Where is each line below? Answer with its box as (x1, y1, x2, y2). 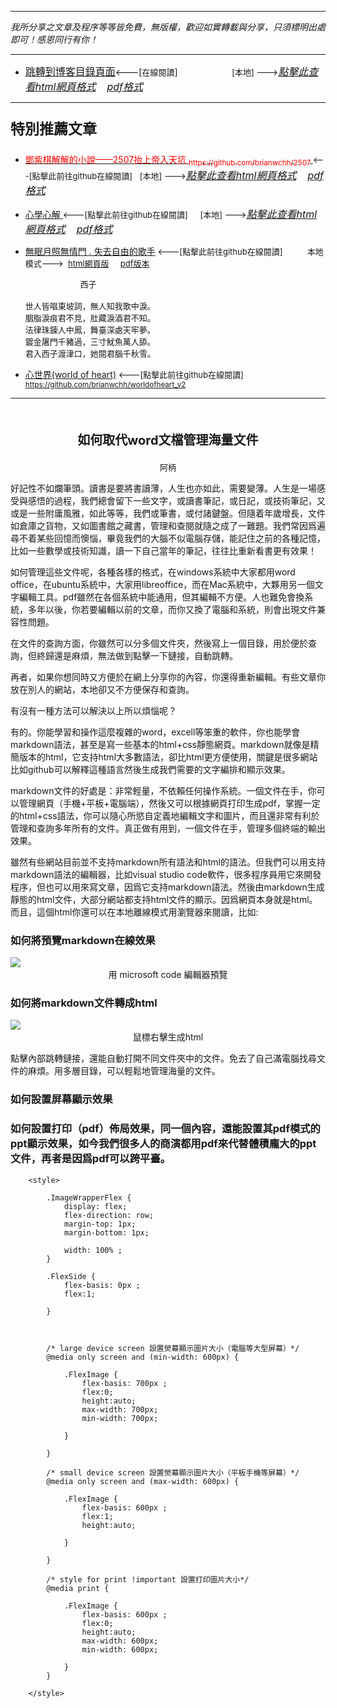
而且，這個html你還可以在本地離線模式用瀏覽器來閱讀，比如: (10, 906, 259, 918)
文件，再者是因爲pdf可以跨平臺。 (10, 1152, 172, 1166)
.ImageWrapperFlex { (46, 1192, 132, 1203)
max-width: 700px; (81, 1404, 159, 1415)
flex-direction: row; (63, 1210, 155, 1220)
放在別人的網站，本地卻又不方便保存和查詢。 (10, 683, 195, 695)
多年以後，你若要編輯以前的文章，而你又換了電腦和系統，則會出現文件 (27, 603, 317, 615)
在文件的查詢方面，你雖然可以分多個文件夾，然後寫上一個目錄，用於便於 (10, 637, 308, 649)
